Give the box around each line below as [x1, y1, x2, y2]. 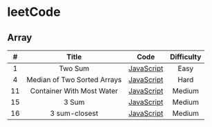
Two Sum [58, 63, 90, 73]
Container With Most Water [30, 86, 119, 95]
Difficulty [170, 52, 202, 61]
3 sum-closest [50, 108, 99, 118]
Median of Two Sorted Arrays [26, 75, 122, 84]
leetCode [7, 4, 61, 20]
